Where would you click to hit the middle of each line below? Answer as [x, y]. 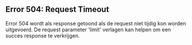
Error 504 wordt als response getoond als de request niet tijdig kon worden [96, 23]
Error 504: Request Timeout [57, 10]
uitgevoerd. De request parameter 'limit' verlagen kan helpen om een [88, 29]
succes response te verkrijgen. [43, 35]
